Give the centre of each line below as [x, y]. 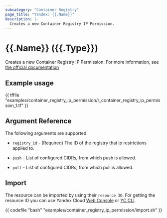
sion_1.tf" [14, 106]
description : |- [22, 19]
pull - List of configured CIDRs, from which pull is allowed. [73, 167]
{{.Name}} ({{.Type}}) [52, 48]
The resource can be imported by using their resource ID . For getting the [80, 195]
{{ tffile [12, 95]
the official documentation [32, 67]
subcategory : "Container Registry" [42, 10]
